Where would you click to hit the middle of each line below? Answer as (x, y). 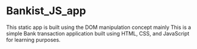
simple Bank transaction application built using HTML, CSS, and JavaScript (98, 33)
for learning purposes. (34, 40)
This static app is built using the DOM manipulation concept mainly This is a (99, 27)
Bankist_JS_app (46, 11)
